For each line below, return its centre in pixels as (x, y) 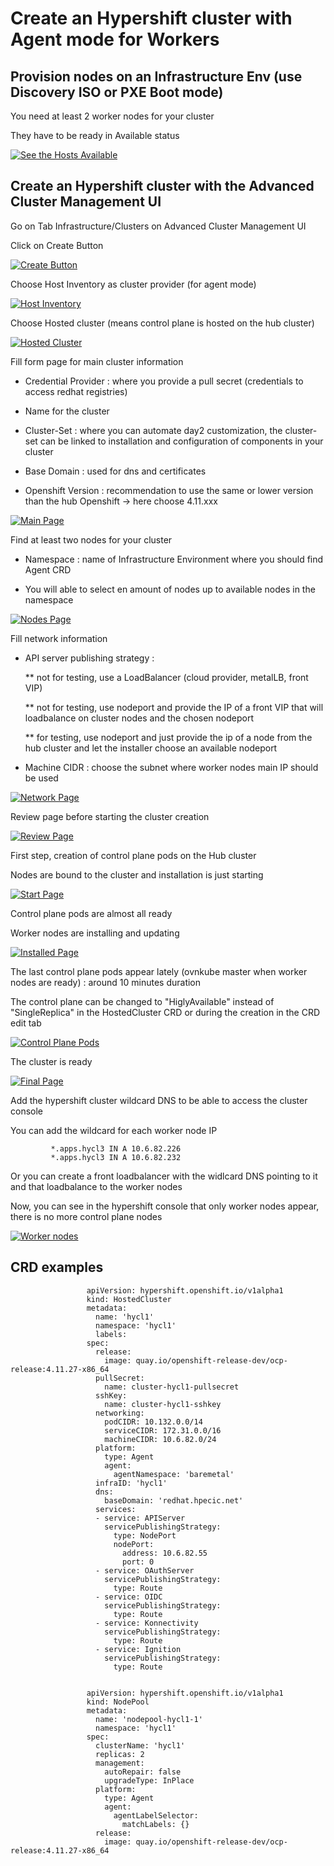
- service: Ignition (138, 1649)
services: (116, 1509)
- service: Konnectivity (147, 1623)
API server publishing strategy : (89, 658)
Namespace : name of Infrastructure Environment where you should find (174, 559)
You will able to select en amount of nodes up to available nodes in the (170, 589)
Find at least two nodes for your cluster (91, 539)
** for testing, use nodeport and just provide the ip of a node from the (168, 737)
